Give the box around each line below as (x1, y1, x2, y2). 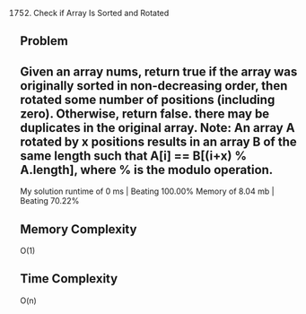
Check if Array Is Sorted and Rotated (32, 8, 170, 18)
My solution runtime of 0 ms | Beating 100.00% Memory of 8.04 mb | (20, 186, 275, 196)
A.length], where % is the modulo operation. (20, 161, 274, 178)
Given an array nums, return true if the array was (20, 64, 298, 79)
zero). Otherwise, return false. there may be (20, 106, 270, 121)
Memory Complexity (20, 222, 137, 237)
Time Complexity (20, 271, 118, 286)
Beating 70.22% (20, 196, 80, 206)
